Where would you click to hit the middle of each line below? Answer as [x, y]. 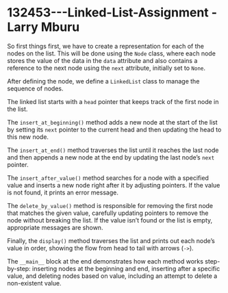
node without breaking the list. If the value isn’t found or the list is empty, [110, 220]
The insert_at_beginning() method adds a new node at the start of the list [112, 122]
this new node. [28, 137]
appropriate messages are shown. [55, 227]
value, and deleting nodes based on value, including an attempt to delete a [112, 276]
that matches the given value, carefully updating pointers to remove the [108, 213]
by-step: [19, 268]
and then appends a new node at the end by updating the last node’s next [111, 157]
